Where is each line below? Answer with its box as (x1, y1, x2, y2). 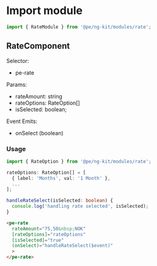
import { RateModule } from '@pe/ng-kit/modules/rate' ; (6, 24, 152, 30)
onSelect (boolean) (15, 129, 64, 136)
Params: (6, 81, 27, 88)
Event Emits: (6, 117, 38, 125)
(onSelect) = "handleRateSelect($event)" (12, 243, 114, 249)
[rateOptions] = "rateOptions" (12, 231, 86, 237)
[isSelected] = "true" (12, 237, 64, 243)
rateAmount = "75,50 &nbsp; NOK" (12, 226, 86, 232)
